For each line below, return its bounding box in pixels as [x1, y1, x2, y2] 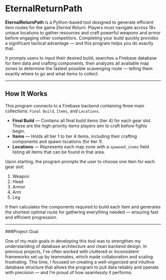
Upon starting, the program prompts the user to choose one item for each [5, 158, 155, 164]
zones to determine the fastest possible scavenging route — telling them [5, 65, 153, 71]
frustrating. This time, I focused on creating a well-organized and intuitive [5, 259, 155, 265]
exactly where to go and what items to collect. [5, 70, 99, 76]
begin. [12, 128, 26, 134]
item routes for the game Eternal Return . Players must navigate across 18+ [5, 24, 157, 30]
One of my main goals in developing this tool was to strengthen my [5, 238, 141, 244]
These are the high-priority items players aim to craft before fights [12, 123, 147, 129]
